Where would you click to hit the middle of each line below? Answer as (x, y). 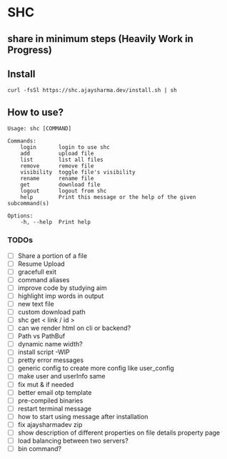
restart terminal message (54, 408)
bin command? (40, 449)
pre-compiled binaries (50, 401)
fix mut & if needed (46, 384)
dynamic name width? (50, 344)
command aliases (44, 279)
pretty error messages (51, 360)
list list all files (62, 160)
